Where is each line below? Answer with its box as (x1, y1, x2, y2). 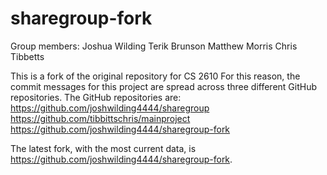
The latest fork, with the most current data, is (10, 142, 197, 154)
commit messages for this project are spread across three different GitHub (10, 80, 318, 92)
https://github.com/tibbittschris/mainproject (10, 112, 191, 124)
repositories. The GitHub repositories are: (10, 91, 182, 103)
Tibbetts (10, 50, 45, 62)
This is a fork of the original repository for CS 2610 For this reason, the (10, 70, 301, 82)
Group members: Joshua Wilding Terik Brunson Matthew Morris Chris (10, 40, 298, 52)
